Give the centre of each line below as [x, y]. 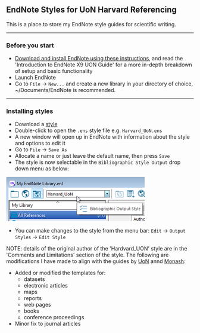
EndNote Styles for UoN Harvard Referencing [92, 10]
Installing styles [30, 111]
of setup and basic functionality [54, 71]
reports [33, 298]
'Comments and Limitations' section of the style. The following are [87, 255]
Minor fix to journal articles [48, 324]
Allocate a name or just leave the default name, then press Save [92, 156]
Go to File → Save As [41, 149]
